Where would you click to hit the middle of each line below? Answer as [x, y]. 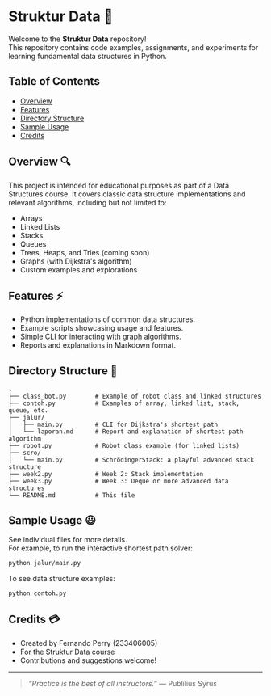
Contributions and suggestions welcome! [88, 660]
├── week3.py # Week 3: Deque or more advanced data [119, 481]
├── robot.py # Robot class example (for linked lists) [124, 446]
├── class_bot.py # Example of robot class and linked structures [135, 397]
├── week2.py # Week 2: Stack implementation [106, 475]
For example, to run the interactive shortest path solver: [101, 548]
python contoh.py [38, 593]
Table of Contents [54, 81]
